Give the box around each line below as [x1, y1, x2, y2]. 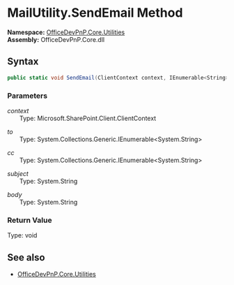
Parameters [7, 91, 47, 101]
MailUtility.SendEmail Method [7, 5, 183, 21]
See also [7, 251, 45, 263]
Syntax [7, 56, 39, 68]
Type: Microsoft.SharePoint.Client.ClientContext [19, 114, 157, 122]
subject [7, 169, 29, 177]
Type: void [7, 231, 38, 240]
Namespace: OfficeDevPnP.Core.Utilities [7, 28, 125, 36]
